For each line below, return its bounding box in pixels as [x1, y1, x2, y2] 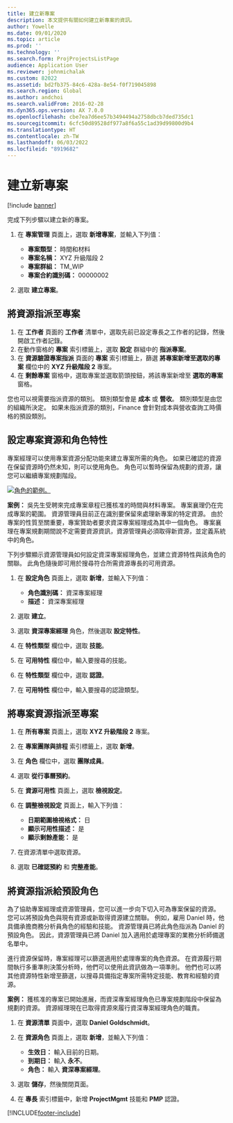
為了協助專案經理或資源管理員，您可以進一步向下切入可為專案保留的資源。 [7, 905, 220, 913]
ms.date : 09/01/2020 [7, 29, 67, 37]
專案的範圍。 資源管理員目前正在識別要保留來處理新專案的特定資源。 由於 [12, 509, 223, 518]
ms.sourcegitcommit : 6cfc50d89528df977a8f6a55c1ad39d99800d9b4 [7, 119, 194, 127]
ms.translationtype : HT [7, 126, 76, 133]
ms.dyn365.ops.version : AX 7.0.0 [7, 107, 104, 114]
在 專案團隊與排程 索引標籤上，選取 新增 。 [17, 742, 139, 750]
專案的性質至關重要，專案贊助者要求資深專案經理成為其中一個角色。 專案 [7, 518, 216, 526]
